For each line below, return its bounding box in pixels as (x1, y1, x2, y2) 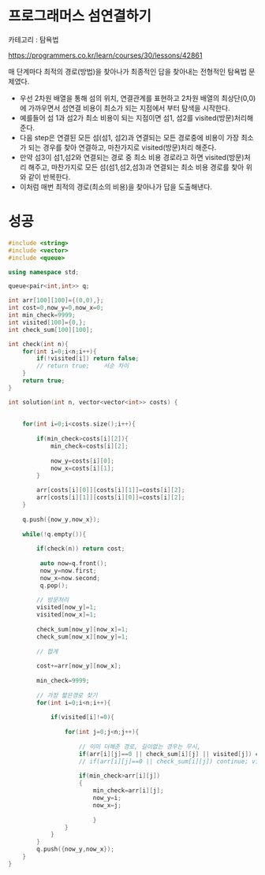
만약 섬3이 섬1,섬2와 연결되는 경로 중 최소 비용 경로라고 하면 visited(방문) (19, 152, 244, 162)
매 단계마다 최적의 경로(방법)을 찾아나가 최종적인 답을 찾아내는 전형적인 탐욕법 (8, 66, 247, 76)
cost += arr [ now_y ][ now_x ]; (36, 662, 122, 670)
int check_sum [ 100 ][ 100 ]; (8, 326, 93, 333)
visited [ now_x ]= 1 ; (36, 611, 97, 619)
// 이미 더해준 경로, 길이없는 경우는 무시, (78, 743, 201, 750)
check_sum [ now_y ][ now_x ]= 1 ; (36, 625, 129, 633)
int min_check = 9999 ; (8, 311, 77, 319)
